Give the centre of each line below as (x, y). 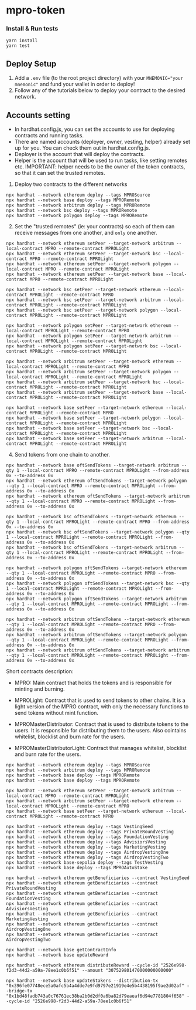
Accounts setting (38, 115)
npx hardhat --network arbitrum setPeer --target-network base (85, 393)
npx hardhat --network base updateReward (57, 955)
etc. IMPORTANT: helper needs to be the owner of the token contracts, (100, 167)
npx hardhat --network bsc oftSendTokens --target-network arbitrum (91, 548)
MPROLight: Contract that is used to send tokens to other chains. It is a (100, 700)
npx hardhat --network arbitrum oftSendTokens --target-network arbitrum (98, 650)
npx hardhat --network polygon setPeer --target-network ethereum (89, 326)
